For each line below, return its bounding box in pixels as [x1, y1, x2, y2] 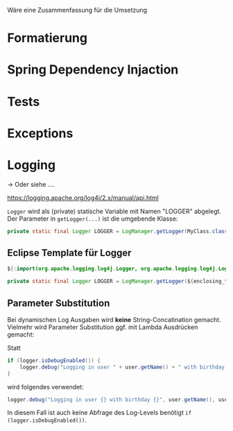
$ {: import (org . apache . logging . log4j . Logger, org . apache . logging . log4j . [7, 265, 218, 273]
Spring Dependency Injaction [7, 62, 179, 78]
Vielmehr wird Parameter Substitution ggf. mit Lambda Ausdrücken [7, 323, 198, 331]
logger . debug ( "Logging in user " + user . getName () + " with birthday [19, 364, 225, 371]
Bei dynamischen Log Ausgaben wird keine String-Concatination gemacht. [7, 315, 221, 323]
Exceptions [7, 125, 74, 141]
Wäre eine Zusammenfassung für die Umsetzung [7, 6, 148, 14]
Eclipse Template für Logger [7, 246, 132, 259]
